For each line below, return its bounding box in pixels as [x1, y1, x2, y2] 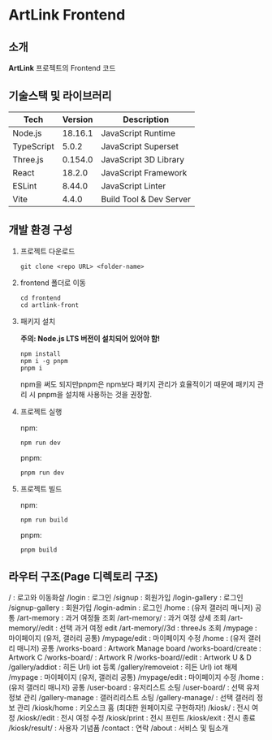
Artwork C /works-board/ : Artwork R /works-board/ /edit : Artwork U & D [8, 652, 252, 663]
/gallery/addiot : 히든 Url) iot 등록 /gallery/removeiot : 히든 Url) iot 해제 [8, 662, 238, 672]
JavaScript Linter [101, 180, 166, 192]
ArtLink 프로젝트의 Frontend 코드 [8, 63, 116, 72]
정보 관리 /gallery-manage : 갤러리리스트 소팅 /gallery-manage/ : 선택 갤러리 [8, 693, 255, 703]
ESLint [12, 180, 37, 192]
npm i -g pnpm [19, 357, 68, 365]
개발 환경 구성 [8, 223, 73, 237]
